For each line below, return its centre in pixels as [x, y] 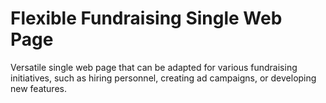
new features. [38, 88]
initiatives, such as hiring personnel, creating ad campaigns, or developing [163, 78]
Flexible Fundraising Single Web [146, 18]
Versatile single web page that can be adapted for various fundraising [154, 67]
